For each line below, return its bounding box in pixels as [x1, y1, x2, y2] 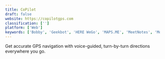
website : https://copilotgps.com [5, 16, 74, 21]
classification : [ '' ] [5, 20, 50, 26]
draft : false [5, 12, 32, 17]
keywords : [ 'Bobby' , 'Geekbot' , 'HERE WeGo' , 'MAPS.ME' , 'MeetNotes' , [5, 30, 153, 35]
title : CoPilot [5, 7, 36, 12]
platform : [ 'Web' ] [5, 25, 43, 30]
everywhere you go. [5, 48, 46, 54]
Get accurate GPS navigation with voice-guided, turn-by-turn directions [5, 43, 150, 49]
